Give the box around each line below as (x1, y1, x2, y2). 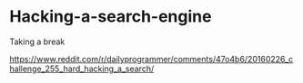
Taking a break (9, 36, 66, 47)
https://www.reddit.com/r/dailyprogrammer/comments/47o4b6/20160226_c (9, 53, 294, 64)
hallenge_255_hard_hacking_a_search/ (9, 63, 155, 74)
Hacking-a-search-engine (9, 6, 212, 27)
